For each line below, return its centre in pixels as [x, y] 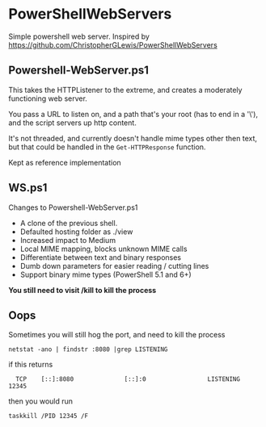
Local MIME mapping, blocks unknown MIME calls [103, 249]
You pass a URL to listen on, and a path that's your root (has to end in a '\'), [133, 114]
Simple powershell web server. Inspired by [79, 36]
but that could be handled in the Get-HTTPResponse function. [107, 147]
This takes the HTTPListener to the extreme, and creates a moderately [125, 90]
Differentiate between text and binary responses [101, 257]
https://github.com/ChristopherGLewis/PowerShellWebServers [113, 44]
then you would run [41, 401]
